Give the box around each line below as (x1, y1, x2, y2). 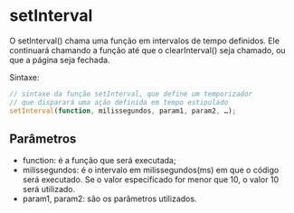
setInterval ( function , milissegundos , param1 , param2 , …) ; (9, 106, 237, 116)
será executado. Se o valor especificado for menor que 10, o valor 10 (22, 174, 279, 185)
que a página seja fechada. (9, 54, 110, 65)
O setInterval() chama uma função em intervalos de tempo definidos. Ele (9, 35, 280, 46)
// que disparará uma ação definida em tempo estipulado (9, 97, 229, 106)
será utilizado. (22, 184, 76, 195)
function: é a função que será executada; (22, 155, 176, 166)
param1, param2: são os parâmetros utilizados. (22, 193, 197, 204)
